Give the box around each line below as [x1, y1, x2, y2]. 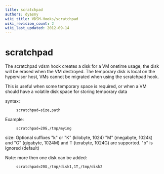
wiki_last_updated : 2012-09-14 [5, 26, 70, 31]
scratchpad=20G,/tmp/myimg [16, 126, 72, 131]
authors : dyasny [5, 12, 39, 17]
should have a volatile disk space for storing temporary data [5, 88, 127, 94]
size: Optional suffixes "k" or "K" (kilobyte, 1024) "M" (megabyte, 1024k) [5, 134, 153, 141]
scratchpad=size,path [16, 108, 61, 113]
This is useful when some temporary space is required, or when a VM [5, 84, 147, 89]
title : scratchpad [5, 7, 43, 12]
